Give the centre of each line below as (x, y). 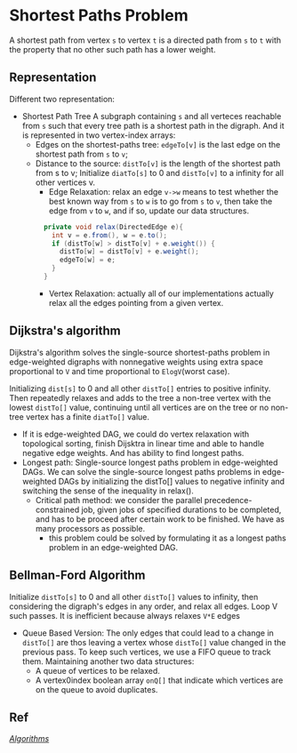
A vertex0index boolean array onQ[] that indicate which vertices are (159, 680)
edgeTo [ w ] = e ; (87, 260)
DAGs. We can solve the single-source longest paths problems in (141, 471)
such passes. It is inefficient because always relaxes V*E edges (124, 615)
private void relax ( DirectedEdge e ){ (113, 227)
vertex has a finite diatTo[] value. (87, 417)
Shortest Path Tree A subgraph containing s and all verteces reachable (152, 116)
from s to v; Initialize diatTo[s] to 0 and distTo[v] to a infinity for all (160, 172)
